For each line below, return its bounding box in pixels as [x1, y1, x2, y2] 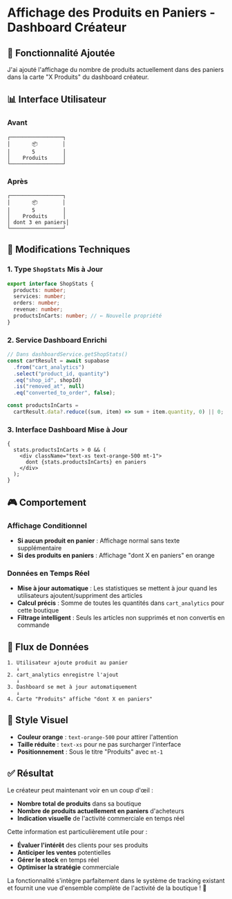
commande [17, 621, 50, 629]
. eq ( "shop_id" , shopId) [13, 376, 81, 383]
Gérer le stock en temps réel [17, 855, 99, 864]
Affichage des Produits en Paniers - [7, 5, 215, 21]
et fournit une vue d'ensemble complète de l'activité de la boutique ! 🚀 [7, 884, 207, 892]
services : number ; [13, 293, 67, 300]
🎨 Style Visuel [7, 714, 68, 726]
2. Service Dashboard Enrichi [7, 335, 107, 345]
